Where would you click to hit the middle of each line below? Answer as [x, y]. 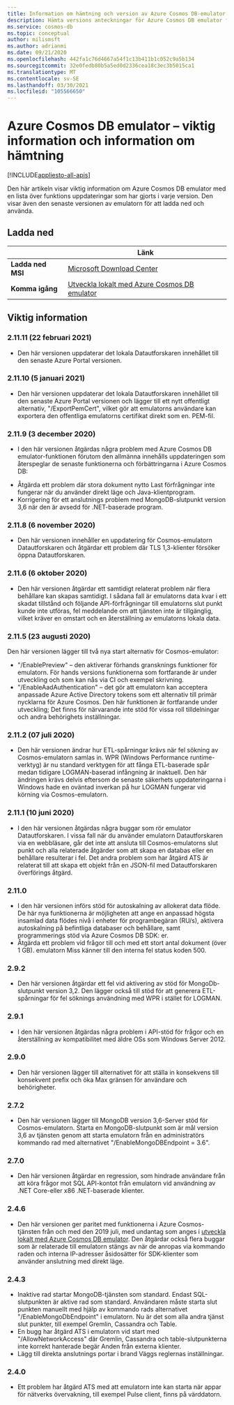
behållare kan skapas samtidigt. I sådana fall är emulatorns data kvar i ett [122, 596]
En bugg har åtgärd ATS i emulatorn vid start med [88, 1332]
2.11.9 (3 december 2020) [52, 433]
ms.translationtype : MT [42, 72]
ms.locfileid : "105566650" [46, 91]
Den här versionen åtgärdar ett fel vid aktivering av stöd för [102, 983]
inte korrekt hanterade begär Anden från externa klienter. [99, 1346]
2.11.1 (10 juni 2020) [41, 812]
